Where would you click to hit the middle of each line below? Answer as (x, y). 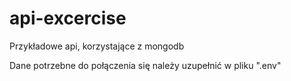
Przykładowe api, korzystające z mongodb (97, 46)
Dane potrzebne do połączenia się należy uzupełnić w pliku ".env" (145, 65)
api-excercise (68, 18)
